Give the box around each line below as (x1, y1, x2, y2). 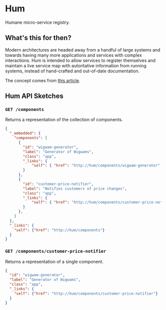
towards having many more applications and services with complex (5, 52, 142, 58)
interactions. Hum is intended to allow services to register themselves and (5, 57, 156, 63)
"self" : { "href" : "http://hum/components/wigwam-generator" (31, 163, 161, 168)
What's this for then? (5, 34, 72, 42)
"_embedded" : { (9, 131, 41, 136)
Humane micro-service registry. (5, 19, 70, 25)
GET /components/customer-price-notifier (5, 249, 106, 254)
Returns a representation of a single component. (5, 258, 104, 264)
